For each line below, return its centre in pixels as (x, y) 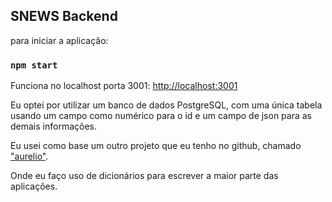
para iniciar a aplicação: (59, 40)
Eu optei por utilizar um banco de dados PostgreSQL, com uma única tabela (166, 105)
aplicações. (34, 186)
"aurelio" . (29, 156)
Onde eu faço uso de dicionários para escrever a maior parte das (144, 176)
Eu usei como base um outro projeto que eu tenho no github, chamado (156, 146)
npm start (34, 65)
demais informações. (53, 126)
